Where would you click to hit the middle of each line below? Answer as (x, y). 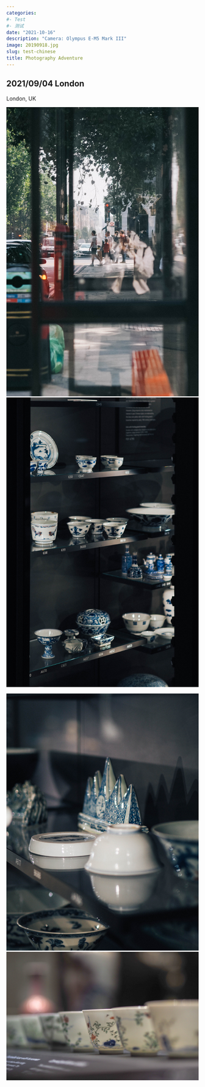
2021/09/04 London (45, 84)
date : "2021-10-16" (31, 32)
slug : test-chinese (31, 52)
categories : (21, 13)
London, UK (21, 99)
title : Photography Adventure (45, 58)
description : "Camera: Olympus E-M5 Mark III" (67, 39)
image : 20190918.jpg (33, 45)
